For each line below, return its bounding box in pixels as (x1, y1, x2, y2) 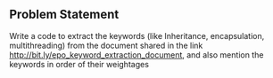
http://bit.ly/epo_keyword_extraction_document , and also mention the (9, 49, 264, 60)
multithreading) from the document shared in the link (9, 40, 203, 51)
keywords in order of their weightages (9, 58, 150, 69)
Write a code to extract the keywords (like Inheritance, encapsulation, (9, 30, 265, 41)
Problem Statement (9, 7, 120, 22)
